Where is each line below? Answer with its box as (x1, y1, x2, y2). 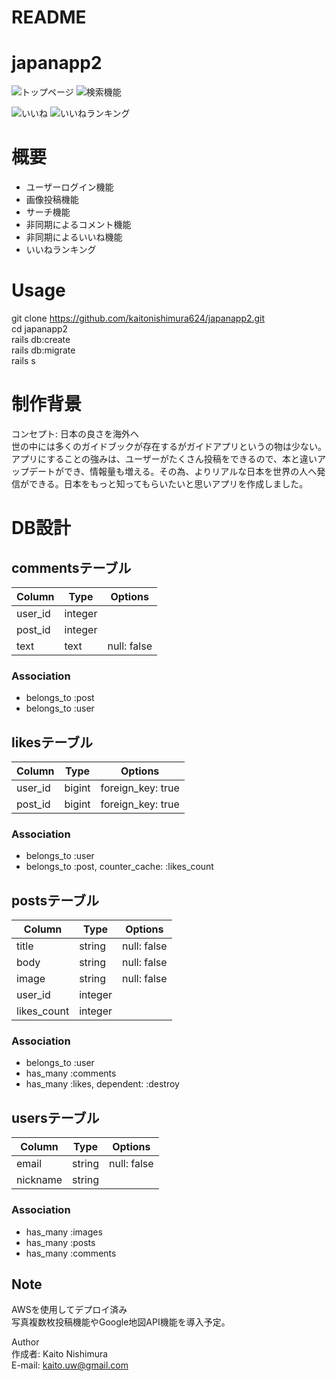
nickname (16, 1173, 63, 1187)
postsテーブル (11, 892, 99, 909)
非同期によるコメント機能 (25, 219, 132, 231)
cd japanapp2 (11, 323, 69, 335)
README (11, 6, 87, 29)
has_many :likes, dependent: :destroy (25, 1078, 180, 1090)
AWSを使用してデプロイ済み (11, 1304, 128, 1316)
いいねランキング (25, 244, 97, 256)
